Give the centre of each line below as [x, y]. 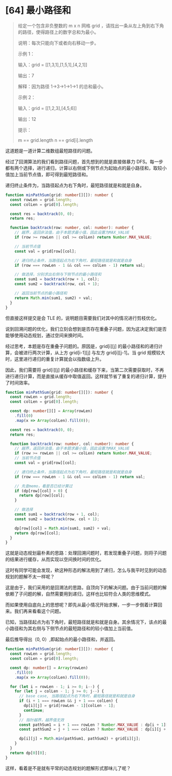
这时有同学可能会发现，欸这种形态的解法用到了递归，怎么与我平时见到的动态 [86, 570]
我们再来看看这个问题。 [39, 611]
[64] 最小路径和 [38, 10]
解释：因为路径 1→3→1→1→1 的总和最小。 [62, 86]
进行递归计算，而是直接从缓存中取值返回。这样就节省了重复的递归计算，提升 [86, 376]
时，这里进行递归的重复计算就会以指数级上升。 [55, 359]
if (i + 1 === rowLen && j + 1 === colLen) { [68, 701]
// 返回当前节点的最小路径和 [41, 293]
